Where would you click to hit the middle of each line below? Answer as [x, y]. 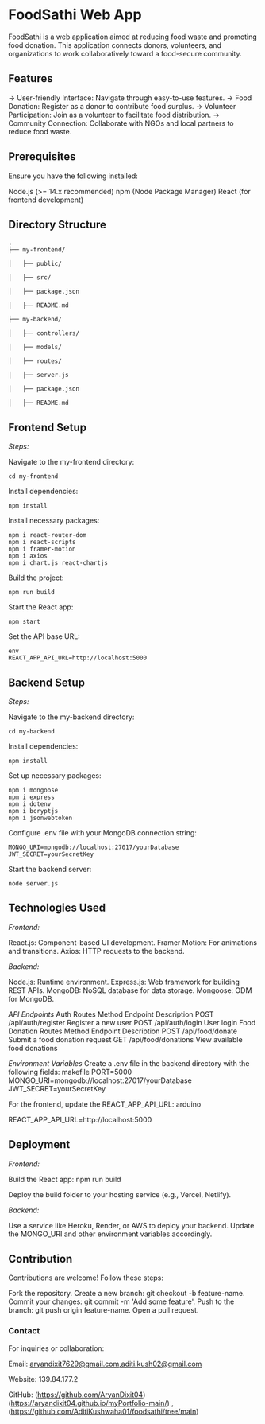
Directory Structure [58, 224]
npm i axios [28, 556]
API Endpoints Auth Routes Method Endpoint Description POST [111, 1014]
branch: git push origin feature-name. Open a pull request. [104, 1310]
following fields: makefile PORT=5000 [70, 1072]
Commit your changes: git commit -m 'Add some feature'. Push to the [121, 1301]
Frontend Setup [48, 427]
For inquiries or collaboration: [56, 1348]
